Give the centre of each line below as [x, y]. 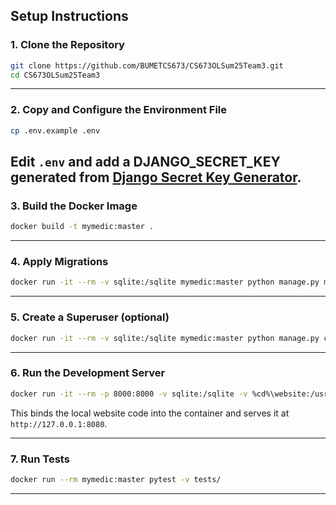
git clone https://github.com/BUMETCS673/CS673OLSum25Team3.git [147, 65]
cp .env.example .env [55, 130]
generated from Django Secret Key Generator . [156, 177]
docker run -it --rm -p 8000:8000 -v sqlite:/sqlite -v [129, 394]
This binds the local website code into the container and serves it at [150, 413]
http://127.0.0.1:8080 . [59, 423]
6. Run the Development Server [88, 373]
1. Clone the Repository [67, 45]
